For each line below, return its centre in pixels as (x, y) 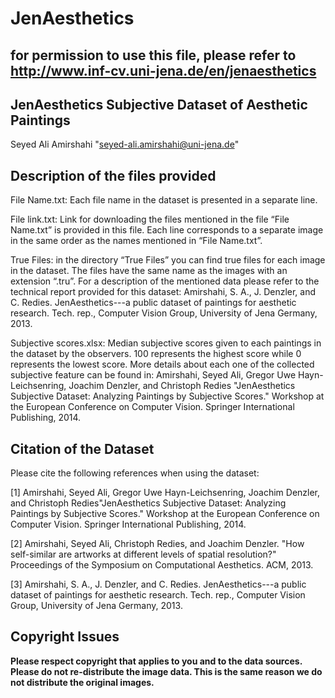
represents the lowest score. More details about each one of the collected (162, 364)
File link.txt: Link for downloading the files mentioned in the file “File (150, 219)
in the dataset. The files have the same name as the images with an (149, 271)
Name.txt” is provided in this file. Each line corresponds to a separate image (167, 230)
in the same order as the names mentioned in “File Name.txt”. (136, 241)
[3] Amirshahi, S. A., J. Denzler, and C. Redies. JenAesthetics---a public (158, 584)
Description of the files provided (113, 175)
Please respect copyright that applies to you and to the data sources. (156, 661)
